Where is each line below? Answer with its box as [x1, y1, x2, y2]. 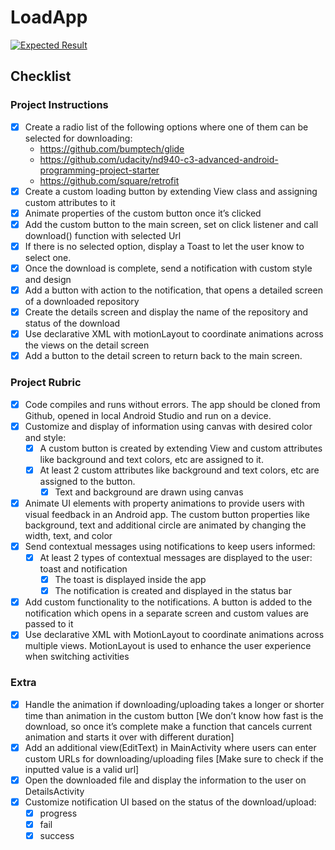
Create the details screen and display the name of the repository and [24, 306, 309, 318]
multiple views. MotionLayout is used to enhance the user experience [24, 640, 312, 652]
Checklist [10, 68, 72, 85]
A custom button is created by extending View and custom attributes [39, 442, 323, 454]
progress [39, 807, 78, 819]
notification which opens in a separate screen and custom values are [24, 607, 310, 620]
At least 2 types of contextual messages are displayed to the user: [39, 551, 313, 563]
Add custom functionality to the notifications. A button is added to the [24, 596, 313, 608]
